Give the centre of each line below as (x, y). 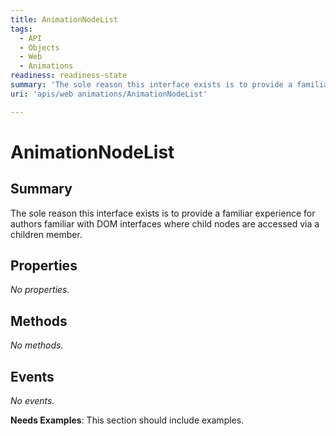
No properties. (40, 290)
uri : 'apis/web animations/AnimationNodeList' (109, 94)
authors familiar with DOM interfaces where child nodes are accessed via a (165, 223)
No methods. (37, 345)
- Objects (39, 47)
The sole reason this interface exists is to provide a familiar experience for (163, 213)
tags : (21, 29)
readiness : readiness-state (69, 76)
